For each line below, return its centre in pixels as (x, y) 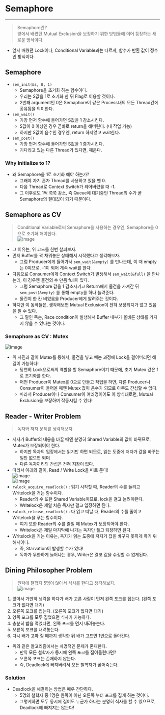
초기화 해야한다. (41, 233)
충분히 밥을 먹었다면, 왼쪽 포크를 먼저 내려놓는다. (59, 623)
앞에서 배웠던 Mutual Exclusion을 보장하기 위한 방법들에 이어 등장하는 (84, 34)
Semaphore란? (32, 27)
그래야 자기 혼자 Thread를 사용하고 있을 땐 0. (63, 181)
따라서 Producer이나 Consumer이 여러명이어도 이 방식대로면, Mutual (86, 394)
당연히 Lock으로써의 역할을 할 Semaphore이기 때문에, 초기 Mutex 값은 (87, 370)
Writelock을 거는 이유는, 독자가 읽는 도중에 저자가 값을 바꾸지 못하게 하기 (82, 536)
